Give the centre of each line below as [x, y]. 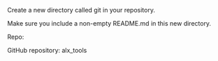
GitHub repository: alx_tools [47, 50]
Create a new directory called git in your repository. [81, 10]
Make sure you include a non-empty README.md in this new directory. [109, 23]
